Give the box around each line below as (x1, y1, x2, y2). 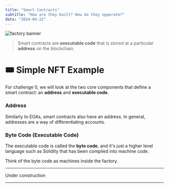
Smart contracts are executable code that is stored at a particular (17, 40, 154, 46)
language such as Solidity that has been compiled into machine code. (5, 148, 149, 154)
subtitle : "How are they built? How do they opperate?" (5, 12, 125, 17)
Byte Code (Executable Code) (5, 131, 79, 138)
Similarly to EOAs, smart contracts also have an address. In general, (5, 114, 146, 120)
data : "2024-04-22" (5, 17, 46, 22)
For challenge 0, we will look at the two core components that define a (5, 84, 151, 90)
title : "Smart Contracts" (5, 7, 59, 13)
